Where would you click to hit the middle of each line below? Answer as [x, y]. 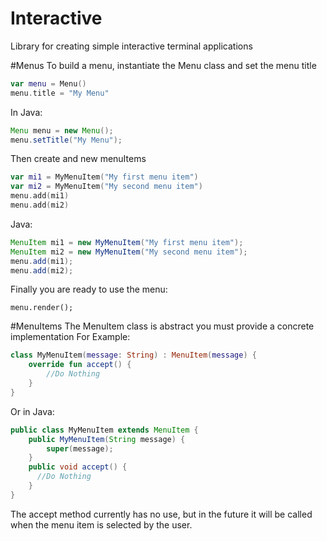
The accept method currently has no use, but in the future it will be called [161, 514]
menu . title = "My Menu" [60, 93]
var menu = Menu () [48, 83]
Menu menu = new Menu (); [62, 130]
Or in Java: [32, 411]
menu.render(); [42, 308]
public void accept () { [78, 467]
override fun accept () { [80, 365]
